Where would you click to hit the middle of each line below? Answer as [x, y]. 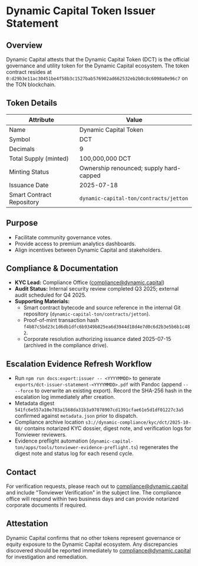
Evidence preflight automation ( [53, 441]
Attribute [42, 119]
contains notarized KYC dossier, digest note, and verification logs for [108, 428]
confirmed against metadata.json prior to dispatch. [76, 416]
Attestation [27, 524]
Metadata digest [34, 404]
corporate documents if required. [46, 505]
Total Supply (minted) [39, 158]
